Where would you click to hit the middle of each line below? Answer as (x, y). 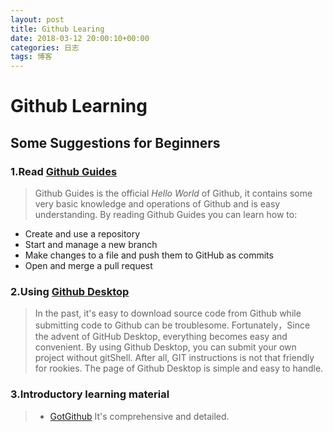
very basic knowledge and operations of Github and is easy (157, 204)
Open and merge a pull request (88, 265)
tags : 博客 (31, 57)
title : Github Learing (57, 29)
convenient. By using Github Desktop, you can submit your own (165, 347)
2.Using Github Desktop (70, 291)
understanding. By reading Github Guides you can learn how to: (166, 214)
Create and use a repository (82, 234)
